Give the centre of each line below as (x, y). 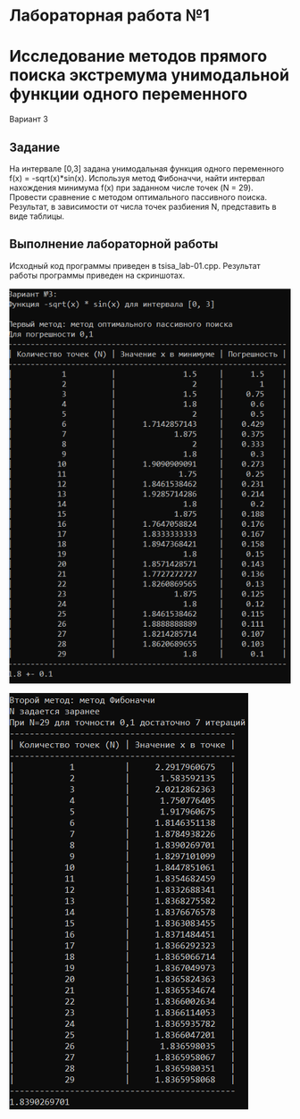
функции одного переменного (129, 94)
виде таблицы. (37, 216)
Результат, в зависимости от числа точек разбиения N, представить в (143, 206)
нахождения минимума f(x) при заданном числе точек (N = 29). (131, 188)
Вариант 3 (29, 119)
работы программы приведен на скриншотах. (97, 275)
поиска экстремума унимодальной (150, 75)
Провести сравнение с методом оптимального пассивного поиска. (138, 196)
